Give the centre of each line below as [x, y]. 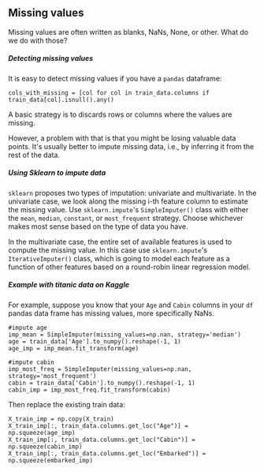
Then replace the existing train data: [67, 404]
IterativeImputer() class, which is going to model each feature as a [119, 258]
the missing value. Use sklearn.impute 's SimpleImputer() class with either [128, 209]
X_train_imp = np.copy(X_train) [61, 419]
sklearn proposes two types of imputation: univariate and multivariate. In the [132, 193]
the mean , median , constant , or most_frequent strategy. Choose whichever [126, 218]
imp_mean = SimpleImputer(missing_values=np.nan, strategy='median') [125, 335]
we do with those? [38, 40]
